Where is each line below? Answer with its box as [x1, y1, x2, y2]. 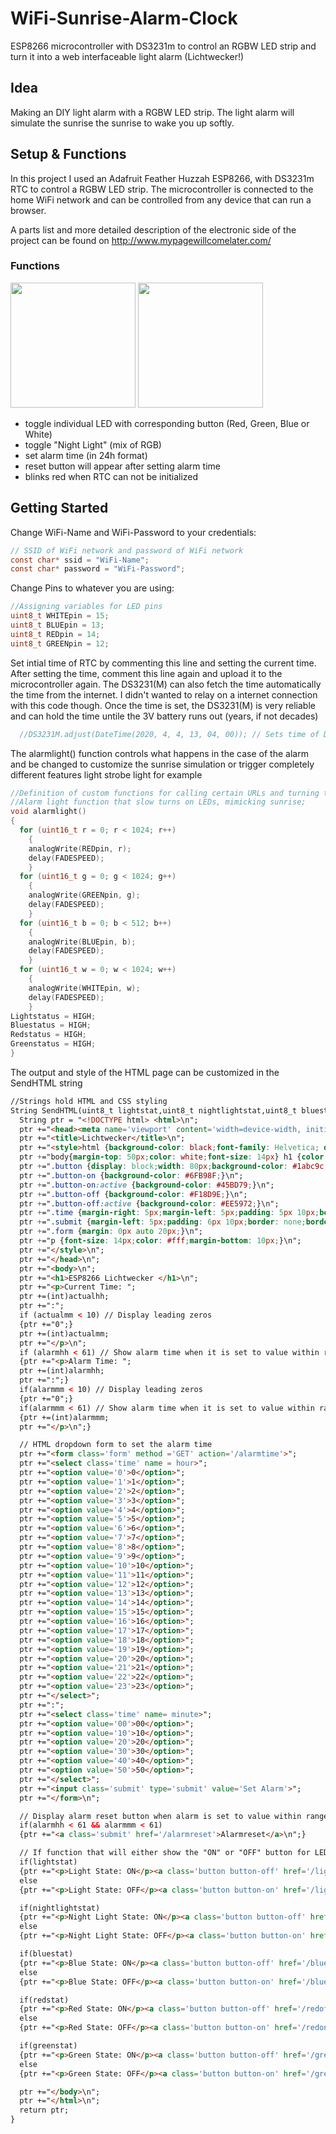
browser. [10, 204, 47, 216]
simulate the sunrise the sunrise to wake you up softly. [10, 117, 235, 129]
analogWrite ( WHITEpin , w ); [28, 983, 141, 993]
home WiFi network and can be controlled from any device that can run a [10, 193, 312, 206]
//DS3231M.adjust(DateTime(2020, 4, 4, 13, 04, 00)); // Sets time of [19, 729, 320, 739]
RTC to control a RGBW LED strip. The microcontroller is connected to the [10, 183, 314, 195]
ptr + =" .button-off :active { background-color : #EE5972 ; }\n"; [19, 1198, 280, 1209]
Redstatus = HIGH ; [10, 1030, 87, 1040]
